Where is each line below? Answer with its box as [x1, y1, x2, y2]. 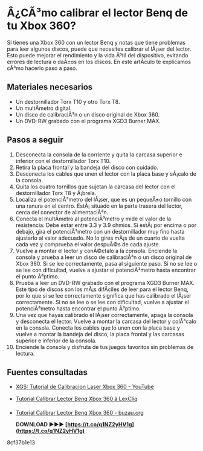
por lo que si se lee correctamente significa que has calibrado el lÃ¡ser [15, 292, 192, 299]
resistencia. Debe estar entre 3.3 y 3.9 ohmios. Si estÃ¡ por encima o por [15, 221, 197, 229]
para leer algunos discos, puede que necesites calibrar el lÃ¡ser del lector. [7, 45, 192, 53]
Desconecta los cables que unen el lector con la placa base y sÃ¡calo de [15, 170, 197, 178]
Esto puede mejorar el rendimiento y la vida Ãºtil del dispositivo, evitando [7, 51, 188, 59]
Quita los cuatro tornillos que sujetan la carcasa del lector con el [15, 183, 176, 190]
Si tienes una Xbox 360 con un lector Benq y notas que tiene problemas [7, 39, 186, 46]
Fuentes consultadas [7, 367, 88, 377]
